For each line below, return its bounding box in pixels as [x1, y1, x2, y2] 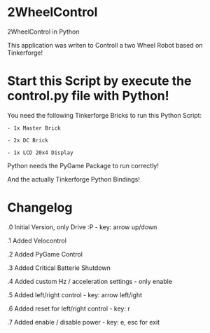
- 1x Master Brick [7, 124, 61, 132]
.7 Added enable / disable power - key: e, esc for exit [7, 318, 160, 326]
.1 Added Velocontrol [7, 236, 66, 245]
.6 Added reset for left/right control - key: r [7, 304, 131, 313]
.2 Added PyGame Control [7, 250, 83, 258]
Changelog [7, 200, 73, 216]
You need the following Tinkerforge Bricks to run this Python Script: [7, 111, 202, 119]
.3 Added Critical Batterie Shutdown [7, 264, 111, 272]
